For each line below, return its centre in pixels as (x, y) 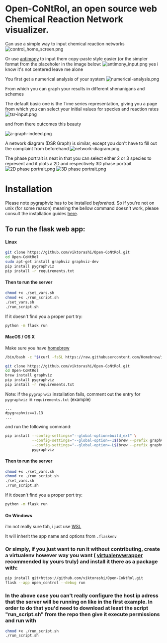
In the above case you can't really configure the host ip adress (82, 596)
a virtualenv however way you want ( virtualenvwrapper (74, 556)
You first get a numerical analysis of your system (55, 79)
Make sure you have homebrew (37, 348)
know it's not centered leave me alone (44, 69)
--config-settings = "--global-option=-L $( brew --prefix (90, 445)
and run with (21, 621)
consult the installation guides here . (42, 213)
